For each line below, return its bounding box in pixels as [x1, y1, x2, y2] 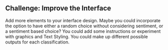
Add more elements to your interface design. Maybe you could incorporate [5, 17, 160, 23]
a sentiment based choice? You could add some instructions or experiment [5, 28, 161, 34]
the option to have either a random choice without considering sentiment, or [5, 23, 163, 29]
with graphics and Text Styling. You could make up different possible [5, 33, 148, 39]
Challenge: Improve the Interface [5, 4, 111, 13]
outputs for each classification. [5, 39, 70, 45]
